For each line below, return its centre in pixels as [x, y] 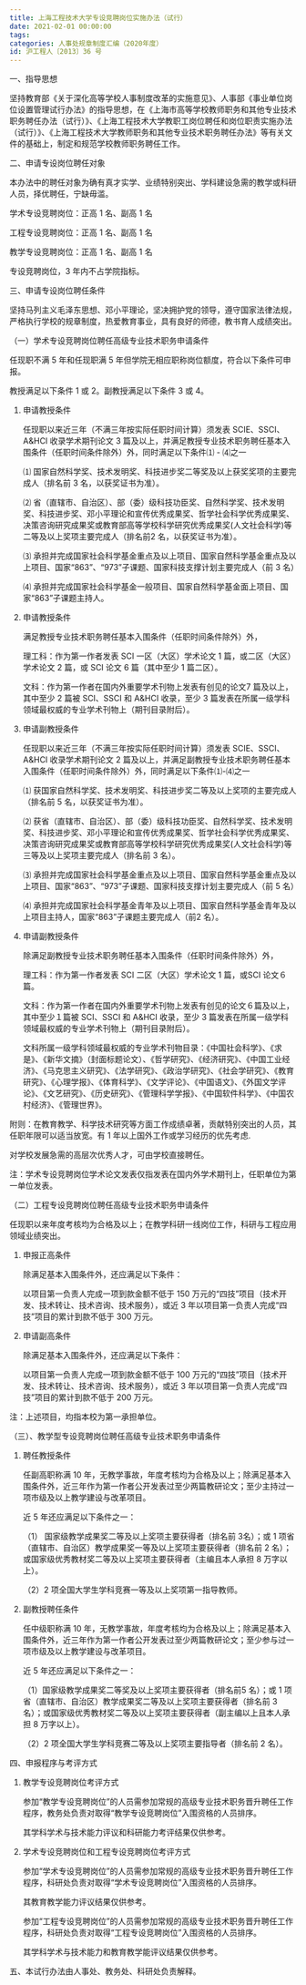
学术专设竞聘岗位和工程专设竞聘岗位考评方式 [107, 1852]
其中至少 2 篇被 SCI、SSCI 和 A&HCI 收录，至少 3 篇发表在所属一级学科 [156, 699]
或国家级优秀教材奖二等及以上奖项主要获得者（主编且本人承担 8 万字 [151, 1560]
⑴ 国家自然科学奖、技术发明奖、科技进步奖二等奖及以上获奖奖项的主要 [155, 472]
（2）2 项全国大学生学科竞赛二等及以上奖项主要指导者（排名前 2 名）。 [155, 1744]
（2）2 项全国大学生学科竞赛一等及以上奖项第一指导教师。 [133, 1590]
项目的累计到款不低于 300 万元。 [96, 1316]
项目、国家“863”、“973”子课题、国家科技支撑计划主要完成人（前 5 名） [164, 886]
